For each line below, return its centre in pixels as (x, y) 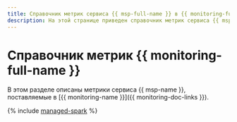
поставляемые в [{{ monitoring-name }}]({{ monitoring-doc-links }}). (108, 97)
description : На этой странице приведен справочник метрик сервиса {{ (113, 20)
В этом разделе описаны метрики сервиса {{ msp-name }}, (97, 90)
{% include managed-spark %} (53, 111)
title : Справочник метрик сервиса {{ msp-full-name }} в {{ (98, 14)
